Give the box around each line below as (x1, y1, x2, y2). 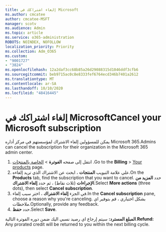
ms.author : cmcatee (5, 12, 46, 17)
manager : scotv (5, 21, 37, 26)
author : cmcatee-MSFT (5, 16, 50, 21)
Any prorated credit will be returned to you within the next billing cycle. (5, 222, 150, 228)
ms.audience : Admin (5, 26, 46, 31)
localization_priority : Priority (5, 44, 74, 49)
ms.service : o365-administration (5, 35, 74, 40)
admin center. (5, 150, 33, 155)
